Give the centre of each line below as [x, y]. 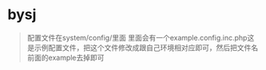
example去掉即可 [76, 57]
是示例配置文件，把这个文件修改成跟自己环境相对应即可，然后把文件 [139, 47]
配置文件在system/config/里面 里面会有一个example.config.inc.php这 [141, 37]
